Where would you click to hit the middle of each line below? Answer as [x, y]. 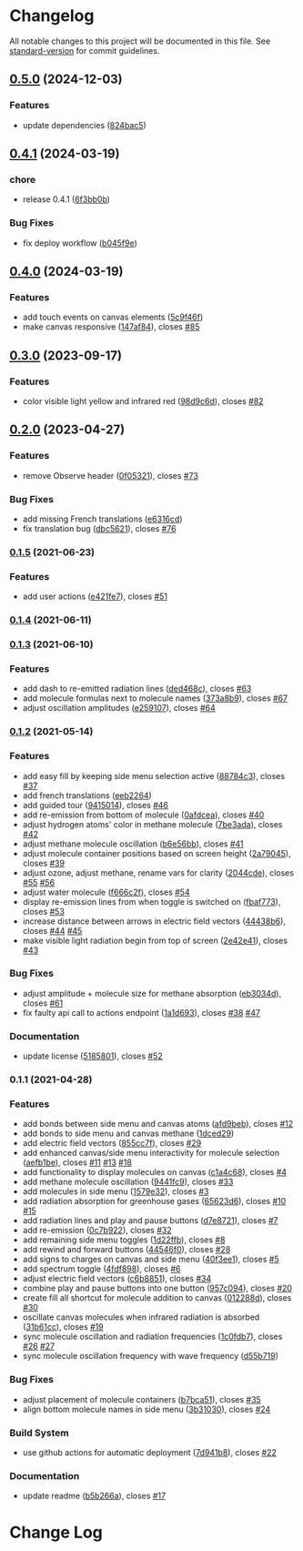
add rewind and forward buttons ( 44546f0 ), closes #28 [126, 1250]
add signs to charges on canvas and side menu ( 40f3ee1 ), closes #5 [151, 1259]
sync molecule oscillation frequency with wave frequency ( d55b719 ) [151, 1356]
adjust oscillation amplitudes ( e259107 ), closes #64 [119, 708]
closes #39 [44, 863]
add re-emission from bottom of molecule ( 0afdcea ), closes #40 [143, 815]
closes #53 [44, 911]
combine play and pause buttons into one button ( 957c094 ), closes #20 [157, 1288]
